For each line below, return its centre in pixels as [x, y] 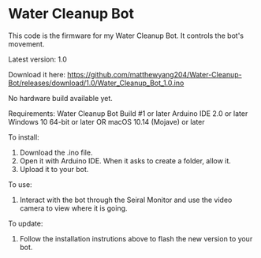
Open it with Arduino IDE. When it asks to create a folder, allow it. [125, 161]
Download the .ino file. [56, 152]
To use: [21, 184]
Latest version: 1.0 [37, 59]
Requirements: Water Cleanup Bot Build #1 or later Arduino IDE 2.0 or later [128, 113]
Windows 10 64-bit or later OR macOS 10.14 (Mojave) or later [106, 122]
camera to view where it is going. [73, 208]
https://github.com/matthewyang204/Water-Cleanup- [154, 74]
